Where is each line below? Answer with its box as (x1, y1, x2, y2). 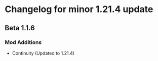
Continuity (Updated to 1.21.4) (12, 50, 74, 56)
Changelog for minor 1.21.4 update (5, 4, 153, 15)
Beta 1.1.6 (5, 24, 35, 32)
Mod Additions (5, 39, 42, 46)
